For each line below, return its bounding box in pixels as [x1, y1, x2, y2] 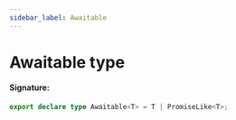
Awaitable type [9, 51, 125, 72]
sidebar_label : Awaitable [9, 13, 107, 23]
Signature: [9, 82, 50, 93]
